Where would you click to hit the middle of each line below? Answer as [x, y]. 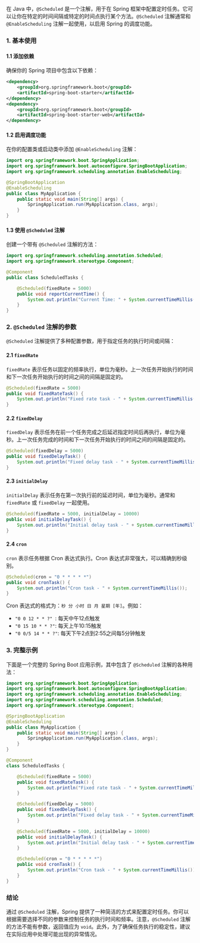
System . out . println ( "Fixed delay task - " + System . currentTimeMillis [106, 462]
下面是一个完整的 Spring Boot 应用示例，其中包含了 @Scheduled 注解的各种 [97, 664]
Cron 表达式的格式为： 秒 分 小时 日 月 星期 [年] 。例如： [75, 606]
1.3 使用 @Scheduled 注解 [35, 230]
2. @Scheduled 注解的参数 [41, 327]
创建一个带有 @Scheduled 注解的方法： [52, 244]
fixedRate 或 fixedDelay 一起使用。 [49, 503]
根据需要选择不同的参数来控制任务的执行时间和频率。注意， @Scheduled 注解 [99, 919]
